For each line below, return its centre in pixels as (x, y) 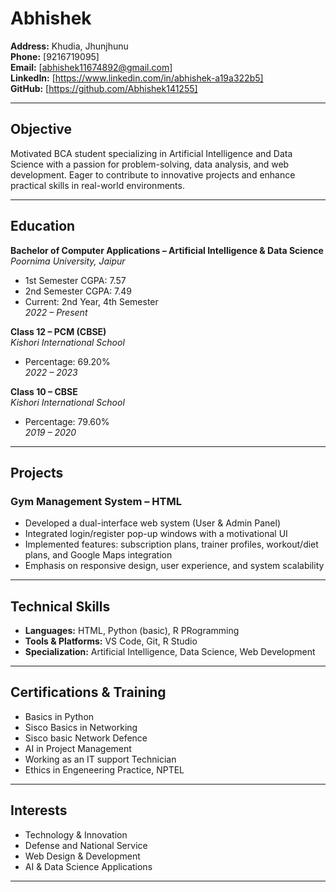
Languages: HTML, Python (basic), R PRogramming (132, 631)
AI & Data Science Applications (88, 866)
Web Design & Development (82, 856)
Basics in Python (59, 716)
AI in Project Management (78, 748)
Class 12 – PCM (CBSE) (58, 331)
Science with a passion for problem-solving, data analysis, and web (150, 164)
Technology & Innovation (76, 834)
